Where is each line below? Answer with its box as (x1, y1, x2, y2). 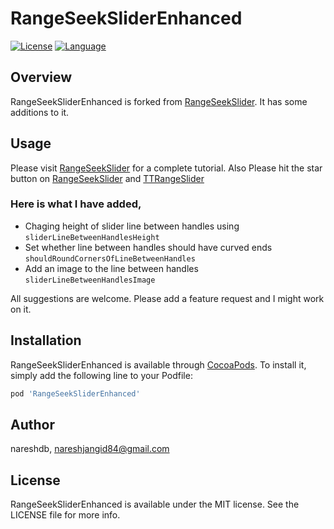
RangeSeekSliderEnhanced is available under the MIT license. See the (10, 498, 300, 511)
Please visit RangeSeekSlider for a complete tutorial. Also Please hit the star (10, 162, 323, 174)
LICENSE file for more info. (10, 509, 121, 521)
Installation (10, 332, 82, 349)
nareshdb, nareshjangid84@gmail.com (10, 443, 170, 455)
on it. (10, 303, 32, 315)
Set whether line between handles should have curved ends (24, 241, 273, 253)
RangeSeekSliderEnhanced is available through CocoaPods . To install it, (10, 358, 307, 371)
